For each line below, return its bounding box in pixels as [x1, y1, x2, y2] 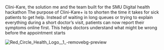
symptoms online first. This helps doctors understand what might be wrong [5, 25, 158, 31]
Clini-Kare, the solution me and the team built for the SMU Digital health [5, 4, 150, 10]
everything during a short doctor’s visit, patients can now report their [5, 19, 144, 25]
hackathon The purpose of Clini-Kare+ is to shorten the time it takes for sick [5, 9, 159, 15]
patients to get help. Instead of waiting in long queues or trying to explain [5, 15, 153, 20]
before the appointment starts [5, 30, 66, 35]
